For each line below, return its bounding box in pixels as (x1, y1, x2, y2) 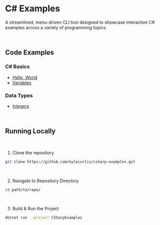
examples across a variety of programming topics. (5, 24, 107, 30)
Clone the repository (12, 150, 54, 155)
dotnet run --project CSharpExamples (5, 215, 83, 220)
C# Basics (5, 63, 30, 70)
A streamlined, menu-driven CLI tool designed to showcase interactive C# (5, 19, 155, 25)
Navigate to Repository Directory (12, 178, 79, 184)
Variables (12, 79, 32, 85)
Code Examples (5, 48, 54, 57)
